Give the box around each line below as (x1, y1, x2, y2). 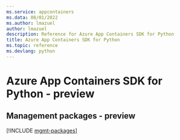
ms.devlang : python (6, 48, 56, 54)
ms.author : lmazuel (6, 20, 56, 26)
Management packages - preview (6, 111, 136, 121)
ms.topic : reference (6, 43, 59, 49)
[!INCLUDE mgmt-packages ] (6, 127, 77, 134)
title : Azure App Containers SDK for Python (6, 37, 120, 43)
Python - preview (6, 87, 95, 100)
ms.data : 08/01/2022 (6, 14, 59, 21)
